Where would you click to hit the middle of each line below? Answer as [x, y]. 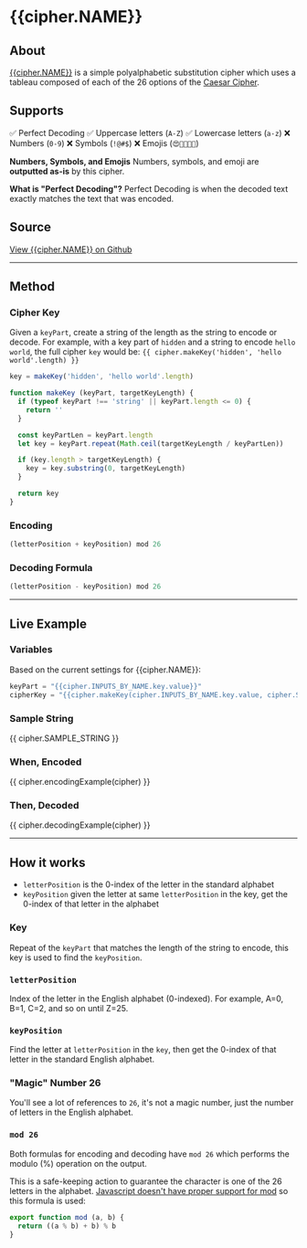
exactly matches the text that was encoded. [92, 198]
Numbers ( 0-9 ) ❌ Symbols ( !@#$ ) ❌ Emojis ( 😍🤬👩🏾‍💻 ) [104, 143]
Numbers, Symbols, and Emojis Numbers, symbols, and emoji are [134, 161]
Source [31, 227]
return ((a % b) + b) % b [67, 1226]
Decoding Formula [51, 567]
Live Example [48, 624]
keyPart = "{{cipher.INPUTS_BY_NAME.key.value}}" [106, 686]
